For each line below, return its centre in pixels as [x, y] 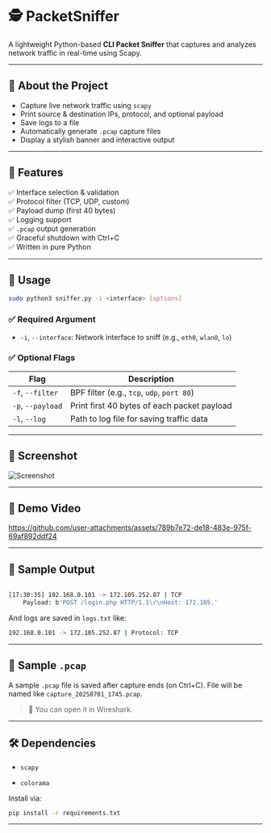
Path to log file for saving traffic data [139, 419]
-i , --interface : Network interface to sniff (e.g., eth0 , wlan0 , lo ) [126, 337]
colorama [35, 783]
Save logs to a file [50, 122]
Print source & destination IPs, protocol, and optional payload [122, 114]
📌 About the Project [58, 86]
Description [151, 379]
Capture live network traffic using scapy [85, 105]
